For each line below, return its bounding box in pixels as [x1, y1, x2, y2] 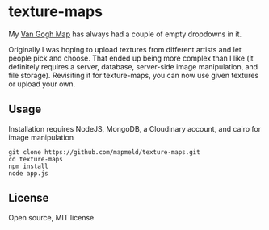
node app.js [8, 169, 48, 178]
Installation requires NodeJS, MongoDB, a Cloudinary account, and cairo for [8, 123, 261, 133]
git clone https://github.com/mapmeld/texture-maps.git [8, 148, 200, 156]
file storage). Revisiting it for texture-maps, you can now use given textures [8, 70, 259, 80]
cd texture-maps [8, 155, 63, 163]
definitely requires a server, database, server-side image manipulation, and [8, 61, 258, 71]
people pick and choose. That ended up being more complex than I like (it [8, 53, 254, 63]
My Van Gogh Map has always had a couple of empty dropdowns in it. [8, 29, 242, 39]
